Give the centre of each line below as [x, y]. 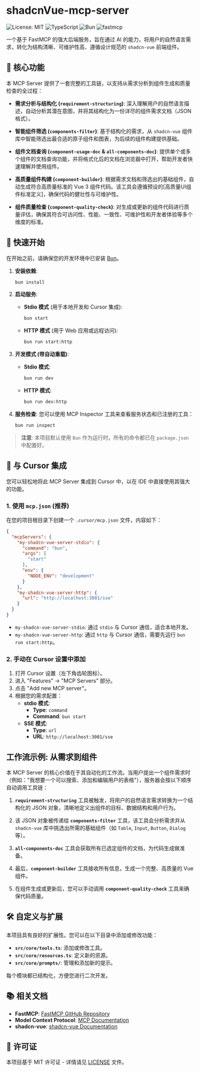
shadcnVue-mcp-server [68, 10]
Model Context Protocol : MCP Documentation [72, 1020]
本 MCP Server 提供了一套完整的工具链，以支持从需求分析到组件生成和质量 [99, 83]
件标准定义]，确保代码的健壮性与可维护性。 [68, 194]
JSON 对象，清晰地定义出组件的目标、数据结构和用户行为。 [105, 808]
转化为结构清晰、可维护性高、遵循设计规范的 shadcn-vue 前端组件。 [99, 47]
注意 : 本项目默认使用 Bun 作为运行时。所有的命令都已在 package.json [105, 438]
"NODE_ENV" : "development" [61, 576]
